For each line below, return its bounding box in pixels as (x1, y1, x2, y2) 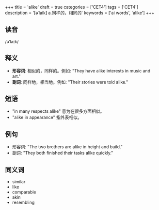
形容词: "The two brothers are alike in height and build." (12, 144, 123, 150)
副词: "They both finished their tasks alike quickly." (12, 150, 113, 156)
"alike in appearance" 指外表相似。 (12, 114, 82, 121)
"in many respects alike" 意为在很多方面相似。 (12, 108, 105, 114)
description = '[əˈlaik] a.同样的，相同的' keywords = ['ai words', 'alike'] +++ (5, 10, 155, 16)
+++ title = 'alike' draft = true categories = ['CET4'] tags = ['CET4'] (5, 4, 139, 10)
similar (12, 179, 26, 185)
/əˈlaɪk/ (5, 38, 19, 44)
